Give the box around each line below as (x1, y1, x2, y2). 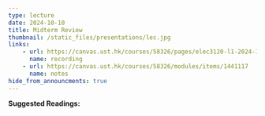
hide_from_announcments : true (8, 77, 108, 85)
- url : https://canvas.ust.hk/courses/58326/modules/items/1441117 (22, 63, 248, 71)
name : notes (28, 70, 69, 78)
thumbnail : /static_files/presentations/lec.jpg (8, 33, 171, 42)
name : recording (28, 56, 83, 63)
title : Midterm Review (8, 26, 83, 34)
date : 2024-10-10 (8, 19, 65, 27)
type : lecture (8, 11, 55, 20)
